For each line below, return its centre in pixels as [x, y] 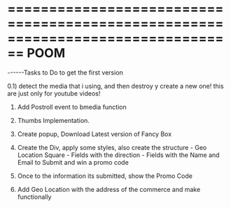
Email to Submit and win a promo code [73, 162]
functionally [34, 197]
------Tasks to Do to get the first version [65, 72]
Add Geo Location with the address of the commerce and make [109, 189]
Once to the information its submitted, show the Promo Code [105, 176]
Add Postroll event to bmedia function [72, 107]
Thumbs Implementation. [53, 120]
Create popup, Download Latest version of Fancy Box [94, 134]
